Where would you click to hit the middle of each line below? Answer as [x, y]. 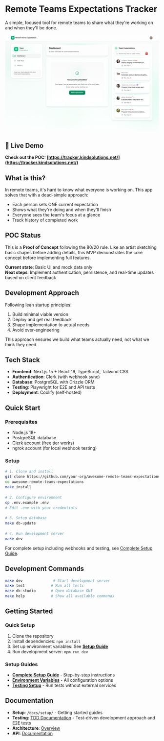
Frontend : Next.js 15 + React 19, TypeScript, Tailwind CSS [70, 372]
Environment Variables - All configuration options [62, 680]
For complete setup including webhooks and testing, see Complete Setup [79, 548]
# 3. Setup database [26, 518]
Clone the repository [33, 636]
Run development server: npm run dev [50, 651]
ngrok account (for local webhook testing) [54, 448]
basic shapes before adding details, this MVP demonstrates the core [74, 252]
